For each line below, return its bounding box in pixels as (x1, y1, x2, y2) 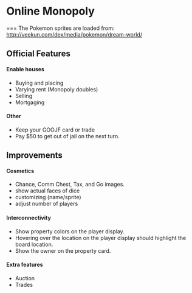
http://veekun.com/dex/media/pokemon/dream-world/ (6, 30, 143, 38)
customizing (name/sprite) (15, 194, 81, 201)
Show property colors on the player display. (15, 227, 125, 235)
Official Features (6, 49, 71, 59)
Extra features (6, 261, 44, 269)
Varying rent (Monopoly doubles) (15, 85, 98, 93)
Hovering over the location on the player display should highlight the (15, 234, 187, 241)
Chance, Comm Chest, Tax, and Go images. (15, 181, 125, 188)
